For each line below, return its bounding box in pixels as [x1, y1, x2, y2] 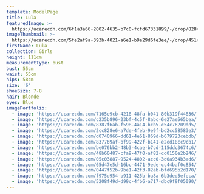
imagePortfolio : [6, 105, 47, 111]
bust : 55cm [6, 65, 34, 72]
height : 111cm [6, 54, 42, 60]
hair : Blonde [6, 94, 39, 100]
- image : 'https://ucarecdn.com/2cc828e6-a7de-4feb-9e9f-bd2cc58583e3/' [12, 128, 200, 134]
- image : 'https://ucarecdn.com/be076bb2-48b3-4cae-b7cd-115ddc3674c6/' [12, 144, 200, 151]
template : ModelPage [6, 9, 59, 15]
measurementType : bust [6, 60, 64, 66]
